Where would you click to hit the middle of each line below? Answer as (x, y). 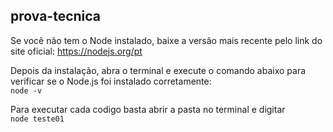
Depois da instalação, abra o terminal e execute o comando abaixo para (158, 70)
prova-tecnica (56, 16)
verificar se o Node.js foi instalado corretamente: (111, 81)
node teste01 (37, 119)
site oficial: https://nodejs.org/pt (76, 51)
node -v (26, 90)
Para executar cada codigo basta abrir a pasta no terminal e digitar (148, 109)
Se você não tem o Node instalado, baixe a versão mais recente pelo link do (166, 40)
